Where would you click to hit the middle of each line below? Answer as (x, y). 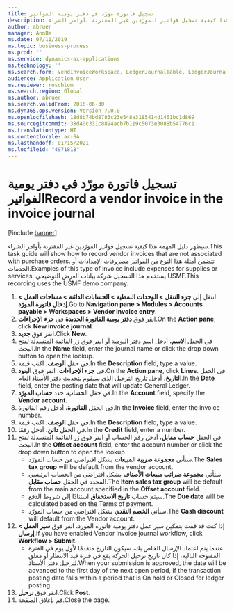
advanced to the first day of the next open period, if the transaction (125, 570)
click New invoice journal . (56, 326)
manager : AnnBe (30, 33)
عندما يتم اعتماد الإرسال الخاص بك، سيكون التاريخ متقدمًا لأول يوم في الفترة (126, 548)
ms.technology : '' (34, 65)
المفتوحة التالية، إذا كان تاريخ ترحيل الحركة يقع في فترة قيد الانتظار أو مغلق (124, 555)
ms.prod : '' (25, 53)
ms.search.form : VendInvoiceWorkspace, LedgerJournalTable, (97, 72)
